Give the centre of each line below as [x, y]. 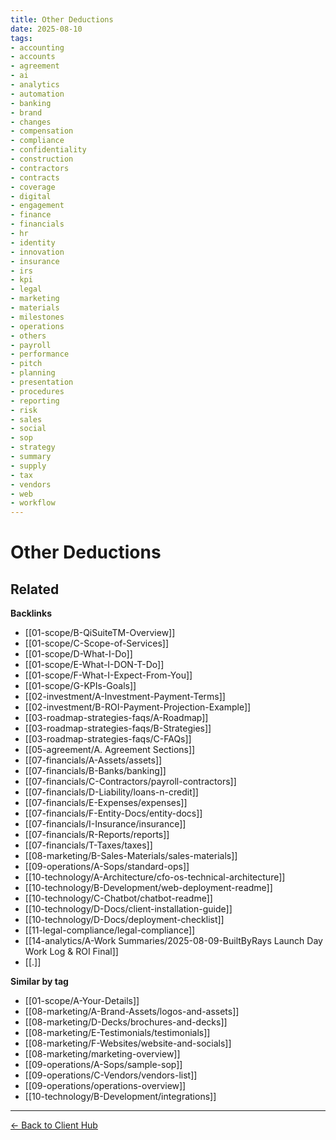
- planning [33, 373]
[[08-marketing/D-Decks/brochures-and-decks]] [126, 1022]
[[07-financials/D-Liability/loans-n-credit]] [111, 792]
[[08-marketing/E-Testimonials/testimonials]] [117, 1033]
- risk [24, 410]
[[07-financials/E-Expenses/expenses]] [106, 803]
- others [28, 336]
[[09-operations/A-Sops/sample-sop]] [103, 1065]
